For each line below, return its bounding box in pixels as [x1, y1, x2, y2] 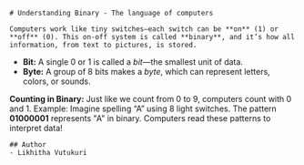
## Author [9, 140, 47, 150]
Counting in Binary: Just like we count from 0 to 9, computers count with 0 [9, 94, 292, 104]
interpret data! [9, 123, 64, 133]
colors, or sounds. [22, 76, 91, 87]
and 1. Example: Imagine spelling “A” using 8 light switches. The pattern [9, 103, 278, 114]
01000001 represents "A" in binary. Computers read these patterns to [9, 113, 271, 123]
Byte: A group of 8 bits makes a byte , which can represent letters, [22, 67, 270, 77]
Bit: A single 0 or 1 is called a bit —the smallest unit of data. [22, 57, 244, 67]
